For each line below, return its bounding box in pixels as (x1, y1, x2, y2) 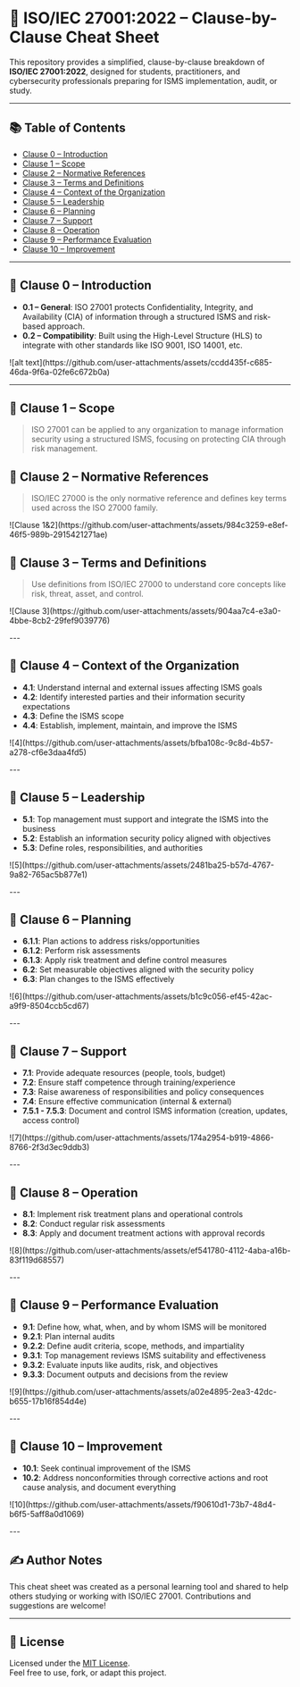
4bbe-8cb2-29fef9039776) (9, 616, 111, 625)
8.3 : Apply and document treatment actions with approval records (21, 1228, 265, 1238)
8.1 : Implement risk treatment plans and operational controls (21, 1209, 244, 1220)
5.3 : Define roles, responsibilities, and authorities (21, 842, 204, 852)
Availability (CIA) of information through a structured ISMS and (21, 311, 253, 322)
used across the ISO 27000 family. (30, 502, 159, 513)
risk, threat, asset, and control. (30, 589, 145, 599)
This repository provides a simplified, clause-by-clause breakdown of (9, 56, 265, 67)
